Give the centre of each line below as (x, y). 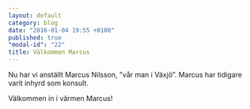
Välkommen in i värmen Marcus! (61, 98)
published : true (35, 38)
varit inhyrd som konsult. (49, 83)
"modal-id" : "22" (37, 45)
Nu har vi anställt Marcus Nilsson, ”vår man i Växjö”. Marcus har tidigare (125, 75)
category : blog (33, 23)
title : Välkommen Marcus (49, 52)
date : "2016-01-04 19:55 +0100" (61, 30)
